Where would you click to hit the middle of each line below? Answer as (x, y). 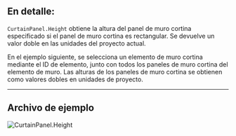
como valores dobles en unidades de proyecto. (76, 79)
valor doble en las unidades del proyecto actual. (77, 43)
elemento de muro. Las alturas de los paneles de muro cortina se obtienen (115, 72)
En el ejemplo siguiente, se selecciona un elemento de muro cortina (105, 57)
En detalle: (31, 12)
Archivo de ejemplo (51, 108)
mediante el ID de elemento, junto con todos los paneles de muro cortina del (118, 64)
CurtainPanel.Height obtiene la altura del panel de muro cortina (99, 28)
